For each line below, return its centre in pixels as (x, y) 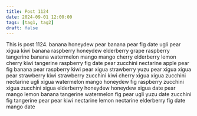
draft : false (22, 28)
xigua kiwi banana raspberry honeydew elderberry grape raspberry (88, 51)
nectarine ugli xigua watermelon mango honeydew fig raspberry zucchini (95, 82)
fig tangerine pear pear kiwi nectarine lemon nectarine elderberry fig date (96, 101)
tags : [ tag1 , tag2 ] (30, 22)
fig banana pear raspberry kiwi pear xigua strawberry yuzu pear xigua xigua (99, 69)
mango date (21, 107)
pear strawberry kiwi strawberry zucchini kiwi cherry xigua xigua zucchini (96, 76)
